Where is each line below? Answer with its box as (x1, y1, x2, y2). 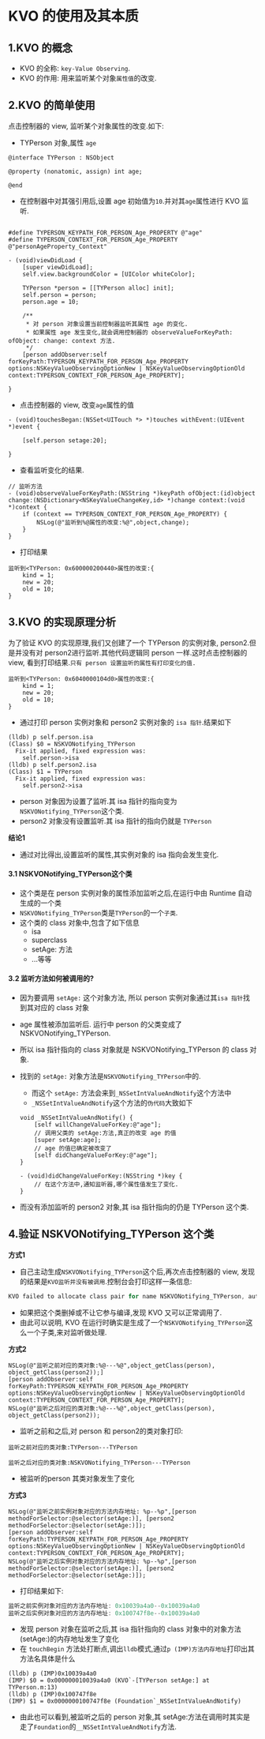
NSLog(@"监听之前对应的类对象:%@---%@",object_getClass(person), (8, 1362, 215, 1369)
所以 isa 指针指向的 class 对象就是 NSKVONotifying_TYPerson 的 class (19, 1045, 248, 1054)
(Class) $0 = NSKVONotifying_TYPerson (8, 740, 136, 748)
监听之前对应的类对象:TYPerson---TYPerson (8, 1443, 138, 1452)
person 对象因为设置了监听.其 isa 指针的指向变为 (19, 796, 177, 806)
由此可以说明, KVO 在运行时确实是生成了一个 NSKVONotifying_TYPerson (19, 1317, 246, 1327)
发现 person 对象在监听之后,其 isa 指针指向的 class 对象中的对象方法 (19, 1624, 242, 1634)
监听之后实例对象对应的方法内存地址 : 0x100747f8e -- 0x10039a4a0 (8, 1609, 200, 1617)
